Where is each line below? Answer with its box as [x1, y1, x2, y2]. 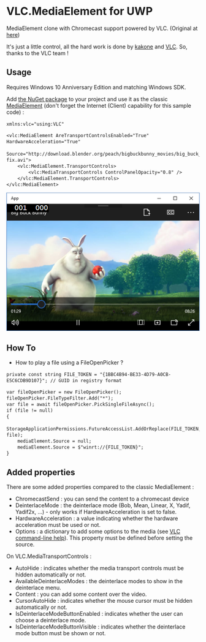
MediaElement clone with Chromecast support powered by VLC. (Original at [6, 25, 198, 32]
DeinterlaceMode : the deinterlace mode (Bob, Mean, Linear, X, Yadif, [15, 502, 191, 509]
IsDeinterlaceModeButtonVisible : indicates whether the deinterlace [15, 623, 186, 630]
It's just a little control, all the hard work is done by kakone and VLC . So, [6, 43, 188, 50]
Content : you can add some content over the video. [15, 591, 147, 598]
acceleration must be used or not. [15, 521, 101, 529]
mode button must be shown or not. [15, 630, 106, 637]
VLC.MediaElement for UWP [6, 4, 153, 18]
